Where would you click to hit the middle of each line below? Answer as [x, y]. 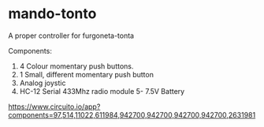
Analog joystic [43, 83]
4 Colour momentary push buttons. [76, 66]
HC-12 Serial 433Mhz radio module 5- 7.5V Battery [102, 91]
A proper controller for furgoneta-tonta [71, 35]
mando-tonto [52, 14]
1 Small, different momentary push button [86, 74]
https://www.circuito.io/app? [54, 106]
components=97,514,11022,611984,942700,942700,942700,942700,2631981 [132, 114]
